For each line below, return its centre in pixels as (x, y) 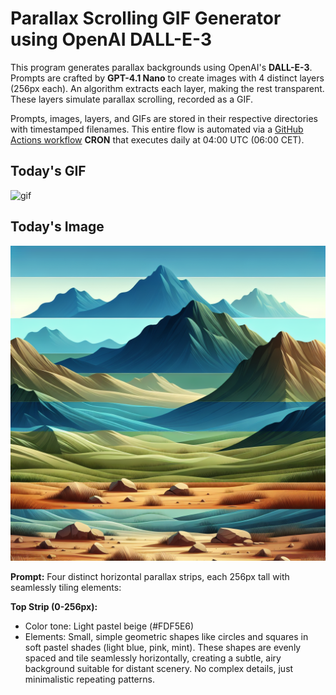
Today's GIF (48, 171)
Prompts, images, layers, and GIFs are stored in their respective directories (164, 118)
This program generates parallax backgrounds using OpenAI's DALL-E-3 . (161, 67)
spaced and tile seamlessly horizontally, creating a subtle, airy (153, 658)
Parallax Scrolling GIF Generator (146, 18)
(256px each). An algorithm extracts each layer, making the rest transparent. (167, 88)
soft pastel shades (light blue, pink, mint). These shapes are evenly (163, 647)
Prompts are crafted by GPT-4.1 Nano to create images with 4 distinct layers (167, 78)
